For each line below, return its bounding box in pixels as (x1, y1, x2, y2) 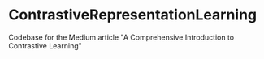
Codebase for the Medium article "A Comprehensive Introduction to (8, 32, 234, 42)
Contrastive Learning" (8, 40, 83, 50)
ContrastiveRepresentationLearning (8, 6, 258, 24)
